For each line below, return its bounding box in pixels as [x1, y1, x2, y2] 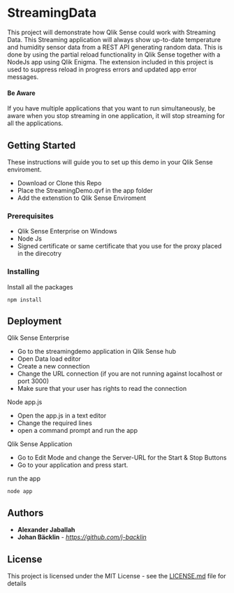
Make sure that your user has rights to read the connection [17, 385, 187, 393]
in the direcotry [17, 250, 61, 258]
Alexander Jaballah [17, 526, 75, 534]
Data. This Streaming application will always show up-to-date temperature [7, 35, 221, 43]
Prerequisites [7, 211, 54, 221]
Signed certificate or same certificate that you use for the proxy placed [17, 242, 222, 250]
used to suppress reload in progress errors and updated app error [7, 65, 197, 73]
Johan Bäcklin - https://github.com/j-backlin [17, 533, 147, 541]
